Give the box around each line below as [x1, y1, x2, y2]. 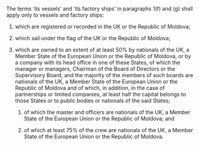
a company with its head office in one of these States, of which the [14, 59, 180, 66]
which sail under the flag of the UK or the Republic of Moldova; [14, 35, 171, 41]
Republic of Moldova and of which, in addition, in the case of [14, 84, 165, 92]
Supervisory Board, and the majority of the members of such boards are [14, 72, 194, 78]
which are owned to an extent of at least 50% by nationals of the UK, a [14, 46, 190, 53]
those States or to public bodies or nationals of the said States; [14, 97, 171, 104]
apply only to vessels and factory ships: [6, 11, 105, 19]
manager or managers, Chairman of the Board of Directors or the [14, 65, 176, 72]
